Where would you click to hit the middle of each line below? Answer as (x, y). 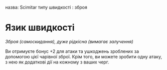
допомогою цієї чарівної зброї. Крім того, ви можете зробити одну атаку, (83, 56)
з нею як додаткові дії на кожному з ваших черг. (57, 62)
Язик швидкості (40, 28)
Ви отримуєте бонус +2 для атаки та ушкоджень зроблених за (72, 51)
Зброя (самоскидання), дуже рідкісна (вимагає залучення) (69, 41)
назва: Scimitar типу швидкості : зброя (46, 7)
